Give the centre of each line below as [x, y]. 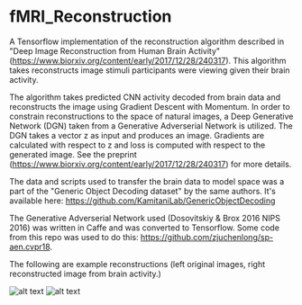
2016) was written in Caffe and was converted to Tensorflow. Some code [144, 228]
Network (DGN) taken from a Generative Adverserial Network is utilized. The [151, 126]
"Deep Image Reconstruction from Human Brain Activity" [115, 50]
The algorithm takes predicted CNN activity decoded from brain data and [145, 97]
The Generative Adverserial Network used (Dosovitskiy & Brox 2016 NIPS [145, 218]
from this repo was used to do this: [74, 237]
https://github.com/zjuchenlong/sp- [206, 237]
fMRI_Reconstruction [91, 17]
